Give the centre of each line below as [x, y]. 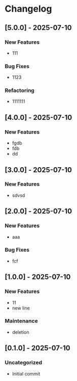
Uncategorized [24, 363]
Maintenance [22, 321]
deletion [21, 332]
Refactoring [20, 90]
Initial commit [26, 373]
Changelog [28, 9]
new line [21, 308]
